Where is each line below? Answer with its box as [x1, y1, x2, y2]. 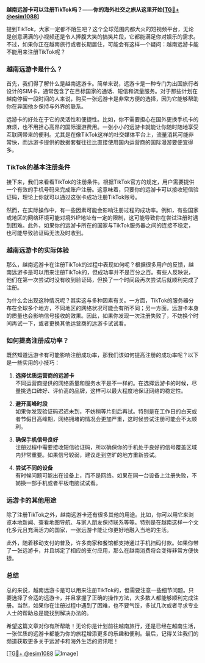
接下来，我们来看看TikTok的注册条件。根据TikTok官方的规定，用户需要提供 [6, 178, 195, 185]
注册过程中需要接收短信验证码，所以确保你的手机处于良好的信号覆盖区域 [15, 443, 197, 451]
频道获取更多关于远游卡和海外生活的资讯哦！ [6, 637, 119, 645]
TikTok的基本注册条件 [6, 163, 71, 171]
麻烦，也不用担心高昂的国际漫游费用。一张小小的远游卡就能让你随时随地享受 [6, 123, 199, 131]
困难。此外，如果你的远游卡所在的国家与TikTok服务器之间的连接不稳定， [11, 221, 194, 229]
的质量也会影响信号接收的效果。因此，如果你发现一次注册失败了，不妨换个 [6, 312, 193, 319]
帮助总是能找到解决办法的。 [22, 609, 92, 617]
